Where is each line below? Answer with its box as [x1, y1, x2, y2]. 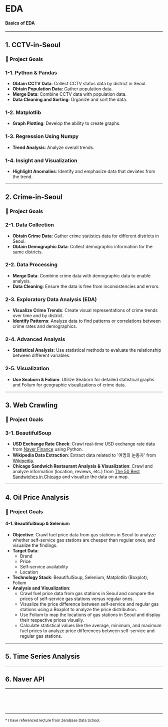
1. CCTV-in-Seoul [5, 41, 61, 49]
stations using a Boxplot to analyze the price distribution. [19, 606, 137, 612]
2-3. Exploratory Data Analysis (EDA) [5, 296, 97, 303]
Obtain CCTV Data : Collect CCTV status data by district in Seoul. [12, 81, 147, 86]
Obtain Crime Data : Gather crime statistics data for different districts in [12, 233, 159, 239]
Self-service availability [19, 563, 68, 569]
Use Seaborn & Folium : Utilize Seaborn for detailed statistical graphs [12, 376, 154, 382]
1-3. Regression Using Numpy [5, 133, 79, 140]
